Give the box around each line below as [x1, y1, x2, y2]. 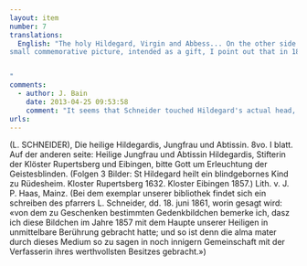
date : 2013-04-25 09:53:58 [26, 97, 129, 106]
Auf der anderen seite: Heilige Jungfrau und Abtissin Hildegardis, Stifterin [9, 149, 286, 160]
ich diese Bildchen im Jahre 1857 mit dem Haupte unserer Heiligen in [9, 217, 269, 229]
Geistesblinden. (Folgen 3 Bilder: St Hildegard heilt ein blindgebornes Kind [9, 168, 290, 179]
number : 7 [9, 22, 48, 31]
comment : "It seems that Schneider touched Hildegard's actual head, [26, 106, 297, 115]
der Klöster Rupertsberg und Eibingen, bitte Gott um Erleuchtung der [9, 159, 268, 170]
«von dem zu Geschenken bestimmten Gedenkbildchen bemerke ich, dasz [9, 207, 291, 218]
